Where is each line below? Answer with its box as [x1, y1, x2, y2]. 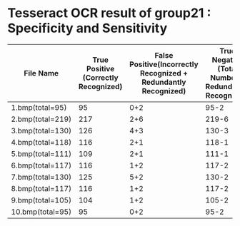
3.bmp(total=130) [11, 125, 72, 135]
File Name [24, 68, 59, 78]
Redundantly [141, 77, 186, 87]
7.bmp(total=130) [11, 172, 72, 182]
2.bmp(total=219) [11, 114, 72, 124]
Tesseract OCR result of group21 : [7, 5, 211, 21]
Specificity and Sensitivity [7, 20, 168, 36]
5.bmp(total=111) [11, 148, 72, 158]
